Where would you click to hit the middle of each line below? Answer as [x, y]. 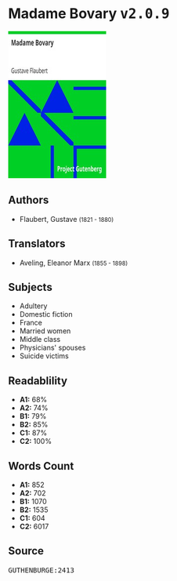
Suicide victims [44, 356]
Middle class [40, 340]
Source [26, 551]
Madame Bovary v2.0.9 [89, 14]
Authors [29, 200]
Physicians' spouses [52, 348]
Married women [45, 331]
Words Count [41, 466]
